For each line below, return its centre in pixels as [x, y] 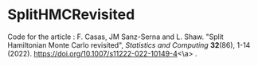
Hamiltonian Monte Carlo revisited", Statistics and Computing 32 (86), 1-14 [129, 45]
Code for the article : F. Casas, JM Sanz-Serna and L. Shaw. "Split [115, 37]
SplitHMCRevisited [71, 15]
